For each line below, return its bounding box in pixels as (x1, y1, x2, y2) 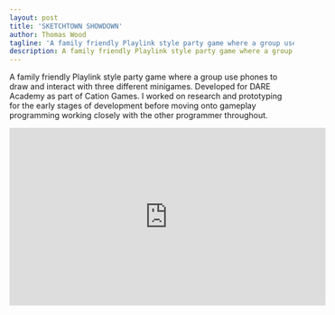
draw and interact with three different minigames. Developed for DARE (9, 81, 271, 92)
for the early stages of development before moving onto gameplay (9, 100, 256, 111)
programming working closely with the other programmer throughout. (9, 110, 268, 121)
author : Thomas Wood (9, 30, 88, 39)
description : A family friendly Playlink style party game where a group (9, 47, 293, 56)
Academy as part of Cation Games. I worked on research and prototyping (9, 91, 283, 102)
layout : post (9, 13, 59, 23)
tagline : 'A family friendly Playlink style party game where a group (9, 38, 281, 48)
